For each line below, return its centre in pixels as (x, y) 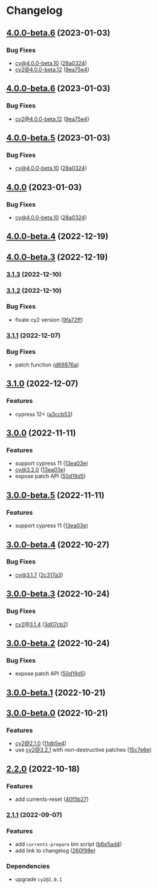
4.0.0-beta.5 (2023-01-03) (58, 137)
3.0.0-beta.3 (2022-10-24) (58, 594)
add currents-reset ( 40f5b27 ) (52, 799)
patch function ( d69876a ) (47, 365)
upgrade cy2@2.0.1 (38, 879)
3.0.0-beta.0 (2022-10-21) (57, 713)
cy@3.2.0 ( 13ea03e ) (40, 470)
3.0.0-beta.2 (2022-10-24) (58, 643)
